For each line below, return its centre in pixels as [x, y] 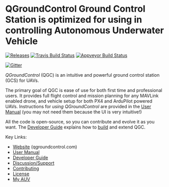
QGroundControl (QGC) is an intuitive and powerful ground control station [82, 75]
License [21, 174]
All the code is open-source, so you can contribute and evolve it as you [80, 121]
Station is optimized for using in [74, 20]
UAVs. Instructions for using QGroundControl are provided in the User [78, 106]
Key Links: [16, 137]
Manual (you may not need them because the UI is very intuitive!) [74, 112]
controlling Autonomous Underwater [85, 30]
